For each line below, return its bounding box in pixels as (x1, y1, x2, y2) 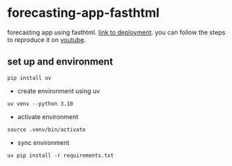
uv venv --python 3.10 (7, 100, 73, 107)
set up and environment (7, 56, 113, 68)
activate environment (17, 112, 79, 120)
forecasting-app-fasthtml (7, 5, 160, 21)
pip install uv (7, 74, 52, 81)
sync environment (17, 138, 70, 146)
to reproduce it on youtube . (7, 35, 86, 43)
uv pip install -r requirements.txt (7, 152, 114, 159)
